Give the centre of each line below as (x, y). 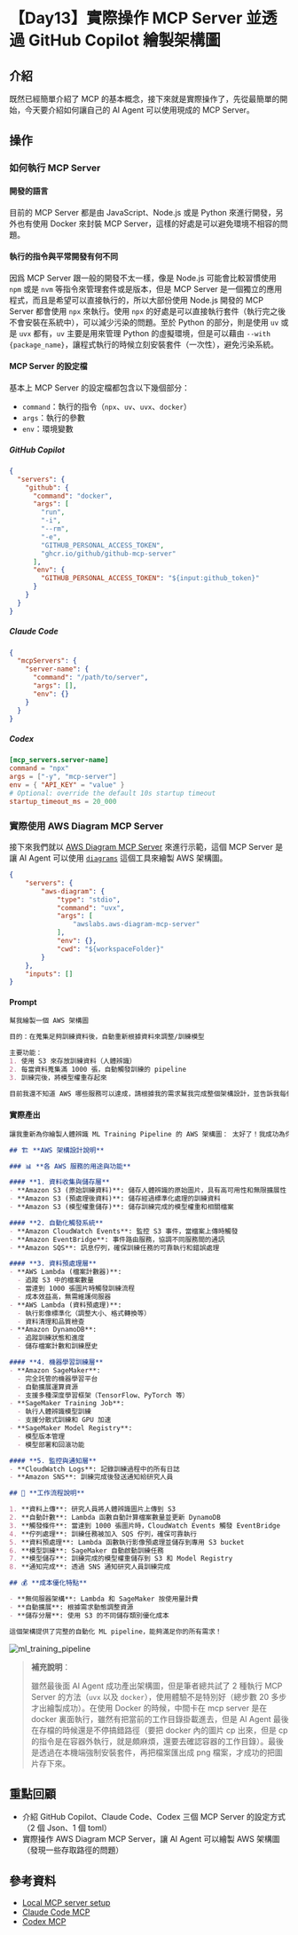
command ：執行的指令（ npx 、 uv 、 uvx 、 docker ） (107, 406)
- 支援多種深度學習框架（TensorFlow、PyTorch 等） (103, 1395)
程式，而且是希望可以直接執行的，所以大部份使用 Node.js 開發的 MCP (137, 300)
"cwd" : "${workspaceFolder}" (110, 949)
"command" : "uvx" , (90, 908)
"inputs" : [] (49, 974)
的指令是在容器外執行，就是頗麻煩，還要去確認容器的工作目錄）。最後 (157, 1741)
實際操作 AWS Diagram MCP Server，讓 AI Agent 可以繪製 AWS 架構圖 (151, 1839)
